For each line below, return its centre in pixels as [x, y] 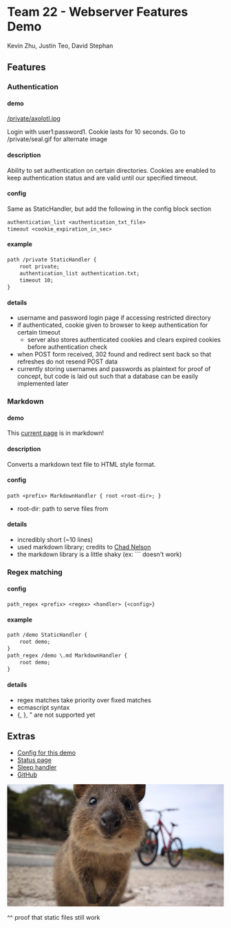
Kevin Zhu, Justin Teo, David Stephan [60, 45]
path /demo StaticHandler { [47, 635]
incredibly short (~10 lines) [55, 540]
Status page [34, 760]
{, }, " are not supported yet [56, 715]
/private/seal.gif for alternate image [57, 139]
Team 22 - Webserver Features [98, 12]
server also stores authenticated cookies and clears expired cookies [124, 340]
